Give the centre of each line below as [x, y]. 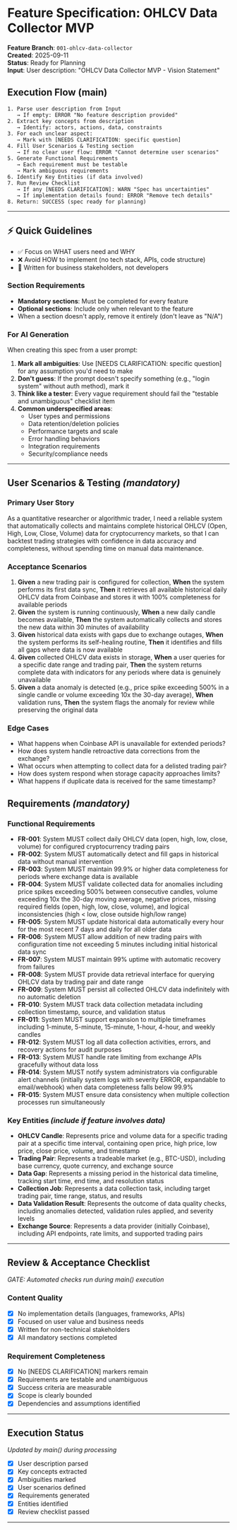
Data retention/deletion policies [74, 424]
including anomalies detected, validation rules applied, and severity [115, 1211]
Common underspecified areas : [65, 409]
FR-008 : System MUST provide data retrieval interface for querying [116, 974]
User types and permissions [69, 416]
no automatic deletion [49, 997]
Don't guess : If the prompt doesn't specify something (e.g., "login [114, 379]
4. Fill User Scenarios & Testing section [71, 146]
